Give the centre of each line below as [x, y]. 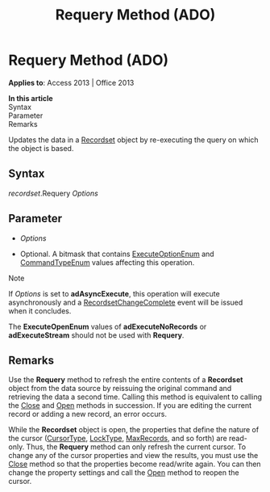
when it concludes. [40, 311]
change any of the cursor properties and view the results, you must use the [133, 456]
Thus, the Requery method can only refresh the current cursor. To [136, 447]
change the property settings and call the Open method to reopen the [124, 473]
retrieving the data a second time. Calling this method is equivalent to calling [135, 397]
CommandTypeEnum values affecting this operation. [107, 262]
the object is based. [41, 148]
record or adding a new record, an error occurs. [88, 414]
